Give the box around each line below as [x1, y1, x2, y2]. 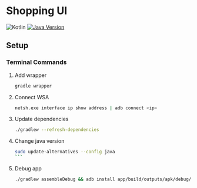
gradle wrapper [14, 83, 52, 89]
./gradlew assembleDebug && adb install [14, 176, 115, 182]
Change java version [14, 137, 65, 145]
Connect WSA [14, 93, 49, 100]
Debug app [14, 165, 42, 172]
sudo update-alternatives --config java [14, 149, 115, 155]
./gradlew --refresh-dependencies [14, 127, 99, 133]
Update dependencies [14, 116, 69, 123]
